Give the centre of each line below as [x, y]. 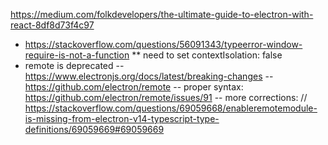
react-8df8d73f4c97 [52, 25]
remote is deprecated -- [74, 65]
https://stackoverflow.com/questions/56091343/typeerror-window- [163, 44]
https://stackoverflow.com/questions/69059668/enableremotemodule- [171, 108]
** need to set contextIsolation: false [207, 55]
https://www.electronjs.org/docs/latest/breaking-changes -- [149, 76]
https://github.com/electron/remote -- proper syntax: [134, 87]
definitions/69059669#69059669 [94, 129]
